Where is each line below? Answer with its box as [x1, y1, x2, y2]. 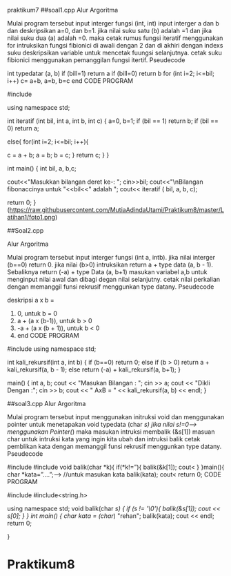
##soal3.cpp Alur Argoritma [7, 400, 86, 407]
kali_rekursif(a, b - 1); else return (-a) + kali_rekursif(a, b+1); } [7, 365, 181, 374]
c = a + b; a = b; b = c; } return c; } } [7, 151, 110, 159]
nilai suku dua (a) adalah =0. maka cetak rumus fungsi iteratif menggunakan [7, 34, 223, 42]
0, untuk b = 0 [17, 309, 57, 317]
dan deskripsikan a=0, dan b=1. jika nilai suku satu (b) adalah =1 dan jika [7, 27, 212, 35]
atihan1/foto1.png [7, 213, 56, 221]
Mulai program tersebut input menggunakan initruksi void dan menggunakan [7, 413, 225, 421]
